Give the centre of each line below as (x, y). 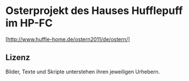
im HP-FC (29, 23)
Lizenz (18, 57)
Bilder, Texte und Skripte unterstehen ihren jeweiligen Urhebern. (83, 72)
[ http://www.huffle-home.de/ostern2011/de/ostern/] (68, 39)
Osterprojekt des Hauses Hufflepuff (94, 11)
